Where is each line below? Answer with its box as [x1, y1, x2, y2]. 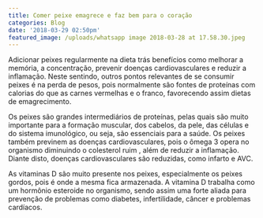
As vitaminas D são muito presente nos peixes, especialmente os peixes [8, 169, 243, 179]
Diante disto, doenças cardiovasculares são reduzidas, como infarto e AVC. [8, 154, 254, 164]
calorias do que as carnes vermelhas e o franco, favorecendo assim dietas [8, 88, 251, 98]
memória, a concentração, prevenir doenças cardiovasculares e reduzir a [8, 64, 247, 73]
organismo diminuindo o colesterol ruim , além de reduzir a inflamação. [8, 146, 239, 155]
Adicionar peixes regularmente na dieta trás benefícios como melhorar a [8, 55, 243, 65]
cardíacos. [8, 202, 43, 212]
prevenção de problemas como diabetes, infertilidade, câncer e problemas [8, 194, 251, 204]
